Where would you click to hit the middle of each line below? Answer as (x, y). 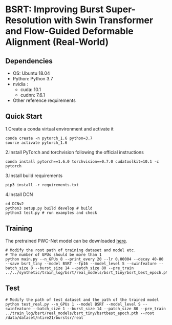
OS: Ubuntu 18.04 (31, 73)
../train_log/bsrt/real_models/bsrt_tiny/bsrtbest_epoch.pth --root (80, 313)
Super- (121, 9)
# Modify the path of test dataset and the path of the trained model (82, 300)
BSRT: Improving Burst (55, 9)
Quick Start (24, 116)
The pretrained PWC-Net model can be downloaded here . (66, 241)
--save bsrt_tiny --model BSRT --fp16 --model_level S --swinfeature (81, 264)
